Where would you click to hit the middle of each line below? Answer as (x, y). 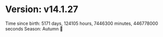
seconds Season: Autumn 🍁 (34, 28)
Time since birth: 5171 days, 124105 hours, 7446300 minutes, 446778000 (82, 23)
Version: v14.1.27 (42, 9)
